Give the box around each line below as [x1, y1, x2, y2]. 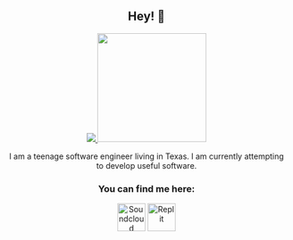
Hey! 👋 [127, 9, 166, 24]
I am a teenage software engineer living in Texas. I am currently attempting [9, 151, 284, 161]
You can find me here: [97, 182, 196, 194]
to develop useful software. [96, 160, 197, 170]
